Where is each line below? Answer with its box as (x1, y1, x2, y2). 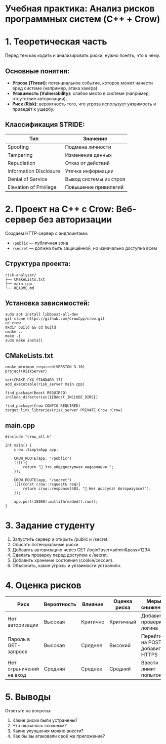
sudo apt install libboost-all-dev (5, 312, 79, 317)
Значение (83, 135, 108, 142)
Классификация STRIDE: (5, 121, 85, 129)
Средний (109, 665, 131, 672)
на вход (7, 671, 26, 678)
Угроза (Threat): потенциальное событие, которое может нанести (12, 80, 153, 86)
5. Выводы (5, 692, 51, 702)
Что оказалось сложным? (12, 722, 67, 728)
